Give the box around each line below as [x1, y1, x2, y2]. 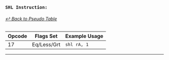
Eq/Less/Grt [32, 41, 60, 48]
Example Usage [65, 32, 104, 39]
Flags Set [34, 32, 58, 39]
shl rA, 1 [65, 42, 89, 47]
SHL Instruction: [5, 4, 48, 10]
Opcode [8, 32, 28, 39]
